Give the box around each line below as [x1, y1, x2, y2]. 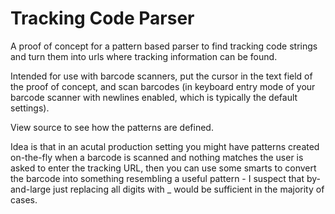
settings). [10, 102, 50, 114]
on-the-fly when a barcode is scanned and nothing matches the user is [10, 151, 304, 163]
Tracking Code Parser [10, 7, 195, 30]
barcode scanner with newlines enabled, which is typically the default [10, 91, 298, 103]
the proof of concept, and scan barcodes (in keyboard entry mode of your [10, 80, 316, 92]
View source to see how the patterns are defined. [10, 121, 214, 133]
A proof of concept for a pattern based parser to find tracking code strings [10, 40, 318, 52]
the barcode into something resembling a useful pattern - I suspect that [10, 172, 305, 184]
